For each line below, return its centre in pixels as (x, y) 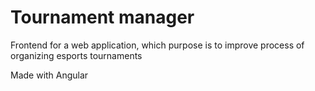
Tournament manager (102, 17)
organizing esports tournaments (76, 55)
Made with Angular (49, 75)
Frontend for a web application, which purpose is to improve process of (157, 45)
